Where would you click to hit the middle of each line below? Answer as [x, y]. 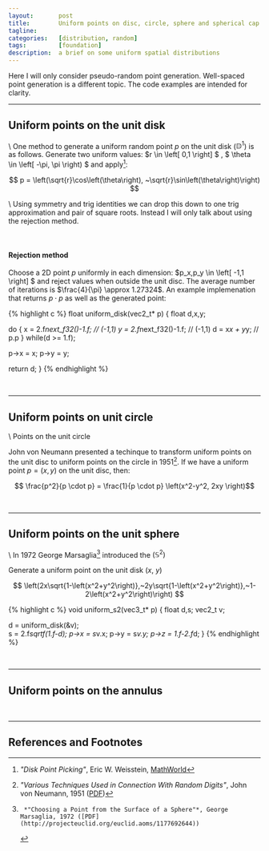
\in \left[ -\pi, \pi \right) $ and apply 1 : [68, 163]
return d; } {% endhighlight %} [58, 369]
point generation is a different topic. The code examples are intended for [128, 84]
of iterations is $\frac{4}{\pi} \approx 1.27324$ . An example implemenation [132, 290]
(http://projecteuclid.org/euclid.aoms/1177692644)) [110, 823]
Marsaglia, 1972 [47, 817]
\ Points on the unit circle [49, 437]
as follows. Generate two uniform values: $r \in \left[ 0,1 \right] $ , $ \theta [129, 155]
